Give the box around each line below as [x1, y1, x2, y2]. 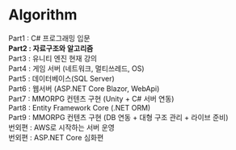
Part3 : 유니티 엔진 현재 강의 [8, 53, 98, 63]
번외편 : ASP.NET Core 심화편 [8, 132, 104, 142]
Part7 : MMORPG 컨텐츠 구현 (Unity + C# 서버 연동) [8, 94, 175, 103]
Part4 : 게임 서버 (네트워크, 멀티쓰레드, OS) [8, 63, 145, 73]
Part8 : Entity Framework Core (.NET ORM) [8, 102, 151, 112]
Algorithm [8, 6, 78, 24]
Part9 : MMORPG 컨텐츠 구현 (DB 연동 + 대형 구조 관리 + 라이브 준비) [8, 112, 229, 122]
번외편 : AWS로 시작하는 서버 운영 [8, 123, 115, 132]
